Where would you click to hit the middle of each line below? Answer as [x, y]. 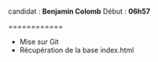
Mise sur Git [39, 42]
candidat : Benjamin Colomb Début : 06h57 [79, 11]
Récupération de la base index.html [77, 50]
